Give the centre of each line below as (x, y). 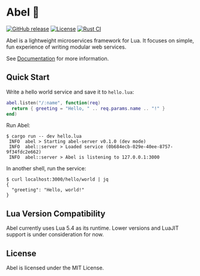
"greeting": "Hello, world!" (48, 190)
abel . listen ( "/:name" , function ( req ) (53, 103)
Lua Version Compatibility (56, 213)
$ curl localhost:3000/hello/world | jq (58, 179)
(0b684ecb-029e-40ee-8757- (139, 147)
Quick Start (28, 77)
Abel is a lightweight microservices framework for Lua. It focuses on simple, (100, 40)
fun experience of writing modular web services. (66, 47)
